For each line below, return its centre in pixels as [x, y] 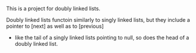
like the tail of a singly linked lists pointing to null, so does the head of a [102, 37]
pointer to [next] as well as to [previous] [55, 26]
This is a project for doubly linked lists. [53, 9]
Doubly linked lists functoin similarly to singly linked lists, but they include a [98, 20]
